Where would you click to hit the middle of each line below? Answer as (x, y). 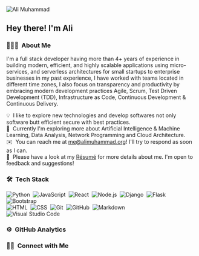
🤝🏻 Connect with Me (38, 246)
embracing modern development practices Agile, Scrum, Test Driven (92, 91)
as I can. (17, 150)
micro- (178, 65)
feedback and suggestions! (40, 163)
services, (18, 71)
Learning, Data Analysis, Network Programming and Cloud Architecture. (96, 135)
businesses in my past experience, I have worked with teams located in (95, 78)
